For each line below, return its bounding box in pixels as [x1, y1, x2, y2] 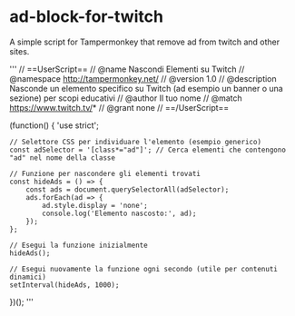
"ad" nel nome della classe [9, 153, 116, 163]
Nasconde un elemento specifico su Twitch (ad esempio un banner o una [9, 83, 283, 94]
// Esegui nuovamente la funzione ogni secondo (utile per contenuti [9, 264, 279, 273]
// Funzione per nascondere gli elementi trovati [9, 169, 202, 178]
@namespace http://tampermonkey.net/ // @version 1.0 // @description [9, 73, 277, 84]
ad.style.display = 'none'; [42, 201, 148, 210]
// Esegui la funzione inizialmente [9, 241, 148, 250]
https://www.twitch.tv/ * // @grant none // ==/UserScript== [9, 102, 230, 113]
